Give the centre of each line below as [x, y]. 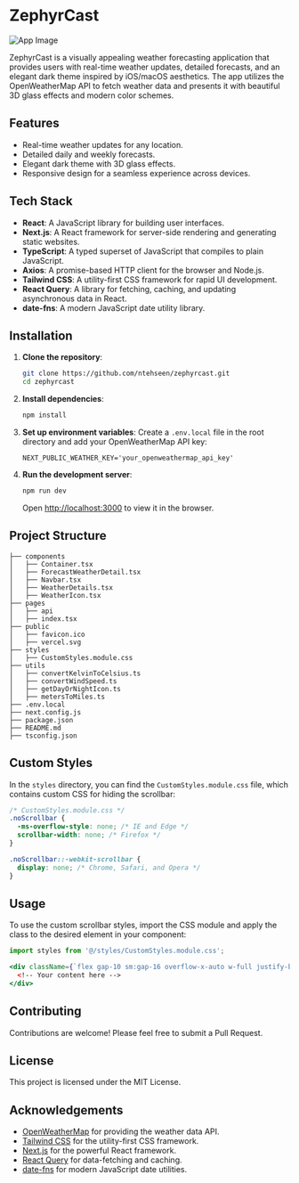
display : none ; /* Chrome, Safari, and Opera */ [109, 868]
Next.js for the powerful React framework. [99, 1151]
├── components [37, 556]
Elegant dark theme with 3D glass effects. [99, 163]
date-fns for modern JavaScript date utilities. [105, 1170]
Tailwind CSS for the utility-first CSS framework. [110, 1141]
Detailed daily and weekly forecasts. [89, 154]
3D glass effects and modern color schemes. [92, 95]
